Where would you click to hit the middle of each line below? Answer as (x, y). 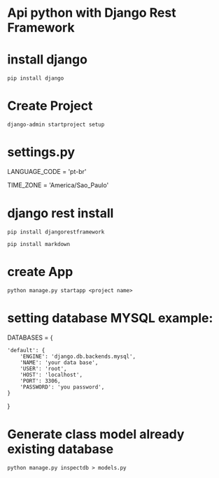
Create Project (50, 106)
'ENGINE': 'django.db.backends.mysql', (78, 356)
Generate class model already (96, 434)
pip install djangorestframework (56, 232)
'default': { (26, 350)
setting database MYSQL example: (110, 318)
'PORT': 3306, (40, 381)
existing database (61, 449)
